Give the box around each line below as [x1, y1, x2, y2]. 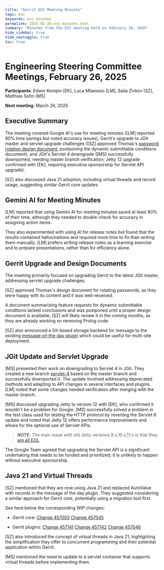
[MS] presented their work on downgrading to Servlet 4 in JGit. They [5, 365, 144, 371]
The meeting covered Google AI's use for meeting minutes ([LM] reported [5, 130, 155, 136]
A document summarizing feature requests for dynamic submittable [5, 302, 142, 308]
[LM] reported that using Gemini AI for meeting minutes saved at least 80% [5, 209, 158, 215]
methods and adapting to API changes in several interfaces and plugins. [5, 381, 151, 387]
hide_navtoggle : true [5, 35, 50, 40]
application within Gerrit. [5, 544, 55, 550]
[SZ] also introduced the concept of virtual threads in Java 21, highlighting [5, 533, 156, 539]
